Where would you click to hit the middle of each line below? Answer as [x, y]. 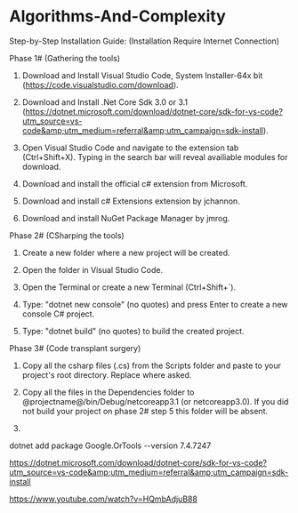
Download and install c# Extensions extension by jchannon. [131, 201]
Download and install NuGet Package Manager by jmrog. [126, 218]
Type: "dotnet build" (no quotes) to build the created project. [133, 331]
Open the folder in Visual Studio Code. [92, 269]
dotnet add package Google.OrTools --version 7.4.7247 [110, 445]
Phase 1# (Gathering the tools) [65, 58]
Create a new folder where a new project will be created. [126, 252]
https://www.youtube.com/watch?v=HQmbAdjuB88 [104, 499]
